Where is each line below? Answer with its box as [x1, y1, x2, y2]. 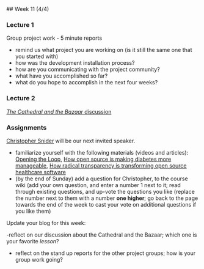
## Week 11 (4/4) [6, 6, 49, 12]
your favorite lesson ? [6, 237, 59, 245]
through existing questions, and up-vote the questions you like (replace [15, 188, 195, 195]
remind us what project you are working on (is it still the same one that [15, 46, 192, 54]
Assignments [6, 123, 47, 131]
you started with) [15, 53, 59, 60]
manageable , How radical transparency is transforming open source [15, 161, 188, 169]
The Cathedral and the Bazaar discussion [6, 108, 112, 115]
